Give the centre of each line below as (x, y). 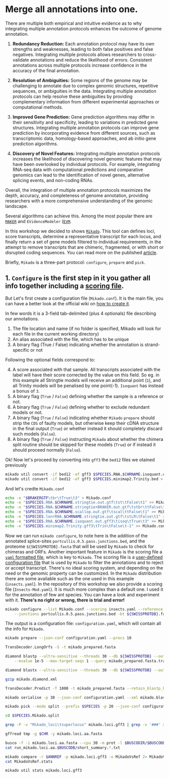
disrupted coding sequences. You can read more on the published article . (81, 252)
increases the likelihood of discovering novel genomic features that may (87, 159)
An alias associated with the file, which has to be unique (71, 339)
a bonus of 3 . (26, 391)
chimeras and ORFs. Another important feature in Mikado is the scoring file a (84, 551)
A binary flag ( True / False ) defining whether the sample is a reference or (88, 396)
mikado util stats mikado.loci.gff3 (44, 770)
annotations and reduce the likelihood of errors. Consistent (91, 60)
